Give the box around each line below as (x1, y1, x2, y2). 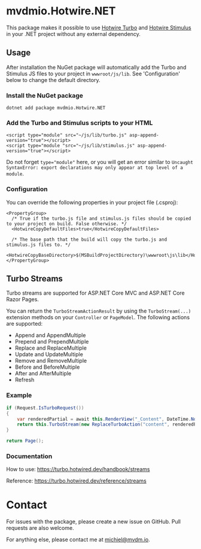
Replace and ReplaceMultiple (14, 344, 87, 351)
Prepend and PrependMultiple (14, 338, 89, 345)
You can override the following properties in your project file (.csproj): (6, 199, 178, 206)
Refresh (14, 376, 35, 384)
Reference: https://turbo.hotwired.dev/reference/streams (6, 477, 147, 484)
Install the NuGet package (6, 91, 84, 99)
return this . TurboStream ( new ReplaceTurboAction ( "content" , (17, 421, 170, 427)
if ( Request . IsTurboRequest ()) (6, 405, 84, 411)
